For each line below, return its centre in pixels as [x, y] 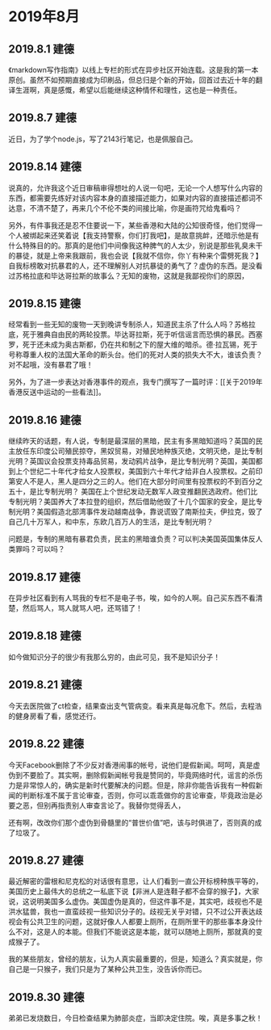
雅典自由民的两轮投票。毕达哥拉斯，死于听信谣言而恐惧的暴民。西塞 [149, 334]
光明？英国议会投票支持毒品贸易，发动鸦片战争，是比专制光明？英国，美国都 [135, 461]
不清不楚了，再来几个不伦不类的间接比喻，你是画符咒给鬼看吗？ [135, 208]
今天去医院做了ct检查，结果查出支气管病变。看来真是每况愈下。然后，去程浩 [135, 706]
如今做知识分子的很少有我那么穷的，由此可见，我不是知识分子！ [114, 657]
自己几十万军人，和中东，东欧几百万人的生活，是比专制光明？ [111, 522]
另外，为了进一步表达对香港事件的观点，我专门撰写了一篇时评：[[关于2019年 [135, 382]
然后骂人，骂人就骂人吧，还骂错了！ [82, 608]
